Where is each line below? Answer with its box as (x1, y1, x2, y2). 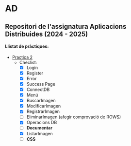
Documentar (26, 125, 52, 131)
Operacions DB (26, 120, 57, 126)
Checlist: (19, 59, 37, 65)
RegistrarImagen (26, 109, 60, 114)
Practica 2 (12, 54, 33, 60)
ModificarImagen (26, 103, 61, 109)
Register (26, 70, 44, 76)
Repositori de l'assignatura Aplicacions (5, 22, 127, 31)
